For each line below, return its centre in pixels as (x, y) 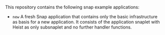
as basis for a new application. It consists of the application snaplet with (86, 22)
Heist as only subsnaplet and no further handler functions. (72, 27)
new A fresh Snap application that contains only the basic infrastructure (85, 17)
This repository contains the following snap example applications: (72, 7)
